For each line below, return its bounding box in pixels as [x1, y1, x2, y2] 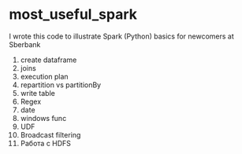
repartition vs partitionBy [20, 80, 102, 90]
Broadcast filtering [20, 130, 81, 139]
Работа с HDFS [20, 138, 72, 148]
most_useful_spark [9, 5, 137, 24]
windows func [20, 113, 67, 123]
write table [20, 88, 56, 97]
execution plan [20, 71, 69, 81]
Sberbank [9, 39, 41, 49]
